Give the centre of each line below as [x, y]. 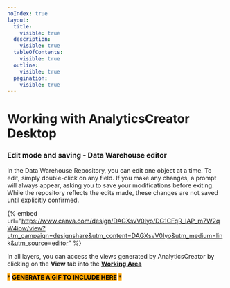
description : [32, 40]
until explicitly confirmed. [43, 200]
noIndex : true [28, 14]
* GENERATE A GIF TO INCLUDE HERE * [65, 277]
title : [23, 26]
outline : [26, 65]
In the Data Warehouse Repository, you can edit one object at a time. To [109, 170]
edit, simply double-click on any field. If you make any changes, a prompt [112, 178]
